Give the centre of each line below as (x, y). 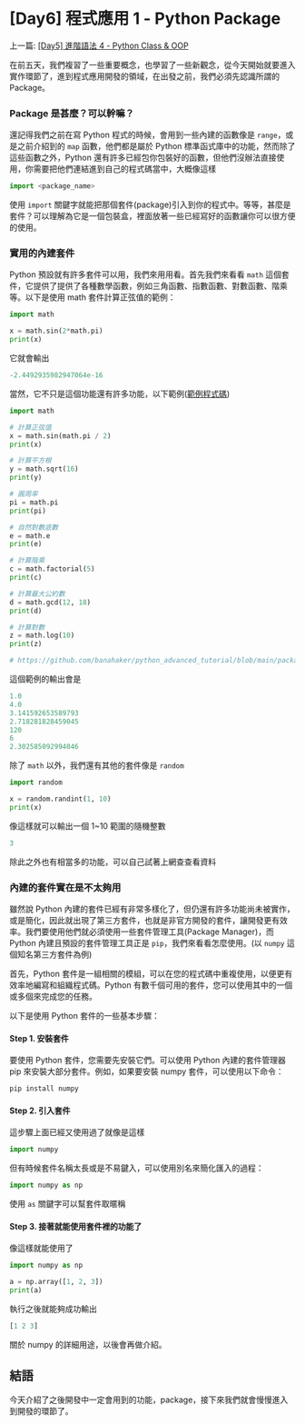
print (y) (26, 478)
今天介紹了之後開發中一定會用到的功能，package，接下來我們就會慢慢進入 (149, 1400)
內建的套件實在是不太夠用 (65, 887)
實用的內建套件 (42, 254)
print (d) (26, 611)
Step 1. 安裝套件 (39, 1038)
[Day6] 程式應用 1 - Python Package (145, 19)
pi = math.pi (34, 502)
